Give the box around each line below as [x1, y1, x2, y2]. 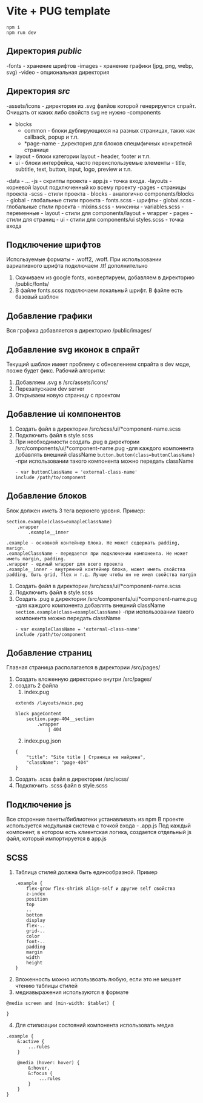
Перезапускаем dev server [15, 385, 85, 392]
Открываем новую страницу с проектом [15, 392, 121, 399]
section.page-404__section [26, 716, 95, 722]
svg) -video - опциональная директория [6, 68, 110, 76]
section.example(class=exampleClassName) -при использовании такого [15, 608, 195, 615]
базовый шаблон [15, 293, 59, 300]
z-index [26, 891, 45, 897]
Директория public [6, 46, 82, 56]
